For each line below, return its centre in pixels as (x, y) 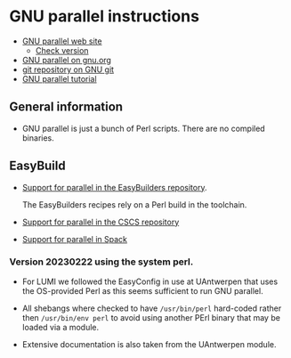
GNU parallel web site (62, 41)
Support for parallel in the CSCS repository (101, 222)
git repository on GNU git (68, 69)
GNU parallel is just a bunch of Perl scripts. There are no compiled (143, 128)
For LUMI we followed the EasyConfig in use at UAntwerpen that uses (150, 281)
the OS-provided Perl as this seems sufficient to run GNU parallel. (143, 290)
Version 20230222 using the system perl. (101, 262)
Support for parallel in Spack (74, 239)
